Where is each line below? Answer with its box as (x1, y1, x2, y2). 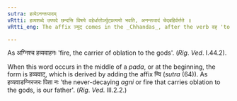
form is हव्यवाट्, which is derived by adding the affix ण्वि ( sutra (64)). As (7, 70, 208, 79)
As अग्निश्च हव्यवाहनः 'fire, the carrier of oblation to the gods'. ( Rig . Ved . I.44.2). (7, 48, 227, 57)
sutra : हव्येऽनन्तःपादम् (7, 10, 57, 18)
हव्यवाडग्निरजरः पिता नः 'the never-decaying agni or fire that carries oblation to (7, 78, 221, 86)
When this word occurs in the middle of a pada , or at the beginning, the (7, 62, 216, 71)
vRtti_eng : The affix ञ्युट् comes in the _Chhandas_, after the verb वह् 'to (7, 23, 230, 30)
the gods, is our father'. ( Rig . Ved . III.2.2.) (7, 86, 127, 95)
